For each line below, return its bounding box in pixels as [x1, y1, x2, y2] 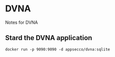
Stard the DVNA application [5, 34, 93, 42]
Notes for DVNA [5, 19, 38, 25]
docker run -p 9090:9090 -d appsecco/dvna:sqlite [5, 47, 111, 52]
